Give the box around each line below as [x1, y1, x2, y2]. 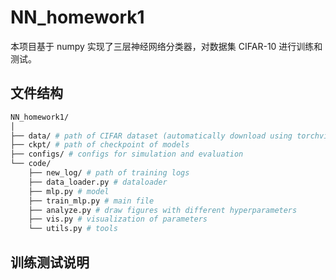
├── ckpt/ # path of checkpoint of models [10, 140, 190, 150]
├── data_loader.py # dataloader [28, 177, 168, 187]
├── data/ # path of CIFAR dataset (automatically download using [10, 131, 293, 141]
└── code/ [10, 159, 52, 169]
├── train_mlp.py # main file [28, 196, 155, 206]
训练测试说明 [10, 254, 90, 271]
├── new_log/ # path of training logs [28, 168, 190, 178]
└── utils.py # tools [28, 224, 118, 234]
